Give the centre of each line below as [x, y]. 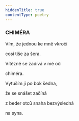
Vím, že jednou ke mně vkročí [36, 43]
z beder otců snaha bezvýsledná [39, 103]
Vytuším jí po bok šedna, [31, 83]
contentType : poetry [27, 15]
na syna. [14, 113]
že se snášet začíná [26, 93]
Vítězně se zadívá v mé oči [34, 63]
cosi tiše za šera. [23, 54]
